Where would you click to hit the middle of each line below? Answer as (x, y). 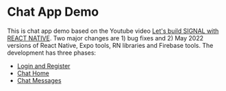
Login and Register (43, 66)
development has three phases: (52, 53)
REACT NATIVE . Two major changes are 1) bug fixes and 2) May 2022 (105, 38)
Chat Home (33, 73)
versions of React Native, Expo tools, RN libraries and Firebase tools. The (110, 45)
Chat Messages (39, 80)
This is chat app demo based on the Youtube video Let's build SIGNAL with (113, 31)
